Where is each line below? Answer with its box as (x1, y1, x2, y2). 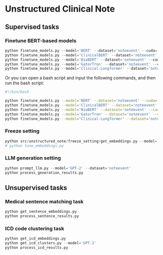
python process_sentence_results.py (5, 214, 79, 219)
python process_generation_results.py (5, 170, 83, 175)
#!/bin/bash (5, 90, 29, 95)
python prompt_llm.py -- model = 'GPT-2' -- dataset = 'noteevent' (5, 166, 131, 171)
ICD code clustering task (5, 225, 65, 232)
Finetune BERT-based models (5, 37, 77, 44)
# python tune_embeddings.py (5, 143, 64, 148)
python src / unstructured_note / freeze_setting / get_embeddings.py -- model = (5, 139, 158, 143)
